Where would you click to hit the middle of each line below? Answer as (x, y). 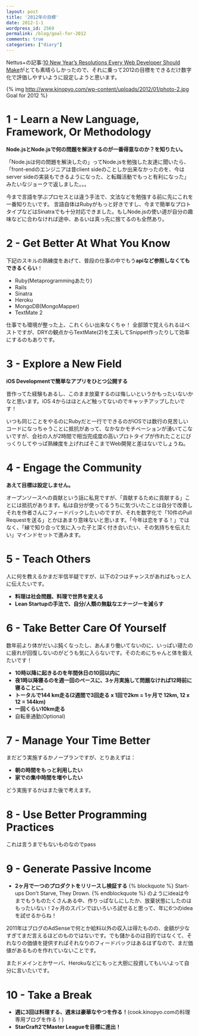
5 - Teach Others (48, 559)
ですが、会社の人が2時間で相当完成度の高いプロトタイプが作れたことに (98, 436)
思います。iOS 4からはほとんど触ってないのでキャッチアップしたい (98, 401)
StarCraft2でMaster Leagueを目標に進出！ (68, 1027)
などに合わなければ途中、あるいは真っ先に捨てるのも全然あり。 (89, 219)
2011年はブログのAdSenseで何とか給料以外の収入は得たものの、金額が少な (98, 928)
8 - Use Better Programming (77, 815)
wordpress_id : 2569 (30, 28)
